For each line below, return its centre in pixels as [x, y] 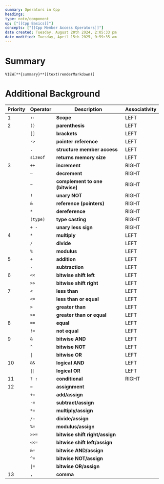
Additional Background [53, 94]
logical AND [70, 362]
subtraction [70, 267]
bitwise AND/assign [80, 450]
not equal [67, 331]
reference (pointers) [80, 203]
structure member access [87, 149]
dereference [71, 211]
